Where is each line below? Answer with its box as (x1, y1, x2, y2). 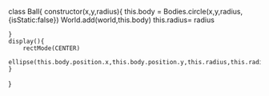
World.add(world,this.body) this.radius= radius (60, 15, 215, 25)
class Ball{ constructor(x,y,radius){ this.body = (8, 7, 163, 16)
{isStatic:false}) (8, 15, 59, 25)
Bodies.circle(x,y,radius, (163, 7, 243, 16)
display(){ (8, 37, 45, 45)
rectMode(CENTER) (22, 44, 81, 52)
